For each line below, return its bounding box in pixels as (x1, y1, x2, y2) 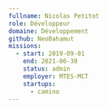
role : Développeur (8, 19, 71, 28)
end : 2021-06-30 (23, 58, 79, 66)
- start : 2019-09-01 (15, 50, 85, 58)
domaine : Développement (8, 27, 89, 35)
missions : (8, 42, 42, 50)
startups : (23, 80, 57, 88)
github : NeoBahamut (8, 34, 75, 43)
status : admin (23, 65, 71, 73)
